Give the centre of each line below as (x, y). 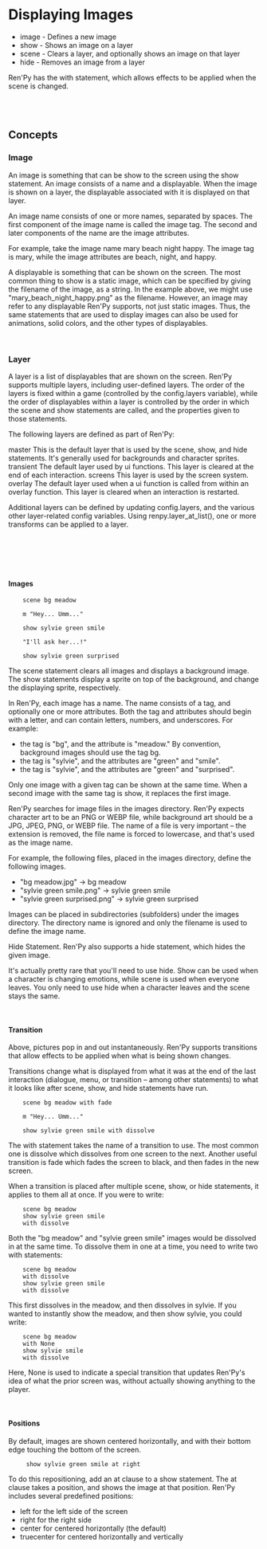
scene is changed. (39, 86)
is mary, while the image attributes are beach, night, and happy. (112, 257)
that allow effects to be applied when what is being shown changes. (120, 1056)
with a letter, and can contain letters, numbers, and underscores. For (121, 720)
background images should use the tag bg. (90, 753)
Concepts (33, 135)
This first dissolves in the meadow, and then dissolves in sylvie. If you (123, 1305)
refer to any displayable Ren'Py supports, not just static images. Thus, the (130, 306)
